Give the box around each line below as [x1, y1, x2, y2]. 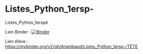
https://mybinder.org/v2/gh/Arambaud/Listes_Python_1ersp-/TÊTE [5, 43, 138, 49]
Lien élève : [5, 38, 28, 44]
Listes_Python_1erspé [5, 19, 48, 25]
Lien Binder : [5, 29, 31, 35]
